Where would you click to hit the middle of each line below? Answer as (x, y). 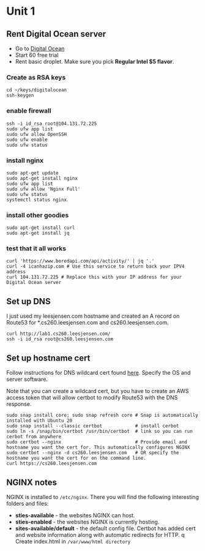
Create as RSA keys (36, 77)
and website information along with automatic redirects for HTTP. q (100, 534)
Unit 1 (21, 11)
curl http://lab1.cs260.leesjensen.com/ (59, 334)
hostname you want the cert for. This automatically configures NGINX (98, 448)
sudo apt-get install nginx (42, 178)
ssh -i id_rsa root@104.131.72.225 (52, 124)
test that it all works (36, 249)
